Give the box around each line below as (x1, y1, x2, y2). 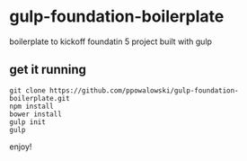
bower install (9, 110, 63, 119)
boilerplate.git (9, 94, 70, 103)
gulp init (9, 117, 47, 127)
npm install (9, 102, 54, 111)
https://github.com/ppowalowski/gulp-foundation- (49, 85, 240, 95)
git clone (9, 85, 47, 95)
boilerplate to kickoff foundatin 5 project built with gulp (9, 36, 213, 47)
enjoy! (9, 141, 32, 152)
